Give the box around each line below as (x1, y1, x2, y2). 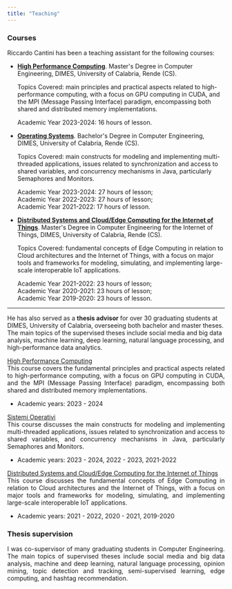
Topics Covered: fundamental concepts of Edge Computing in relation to (17, 243, 224, 252)
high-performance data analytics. (7, 343, 103, 351)
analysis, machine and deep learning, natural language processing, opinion (7, 559, 225, 568)
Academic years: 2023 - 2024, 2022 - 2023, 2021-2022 (17, 456, 177, 464)
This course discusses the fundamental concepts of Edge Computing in (7, 476, 225, 485)
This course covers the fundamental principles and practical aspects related (7, 364, 225, 372)
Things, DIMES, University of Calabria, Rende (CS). (17, 230, 162, 239)
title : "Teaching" (7, 10, 60, 17)
